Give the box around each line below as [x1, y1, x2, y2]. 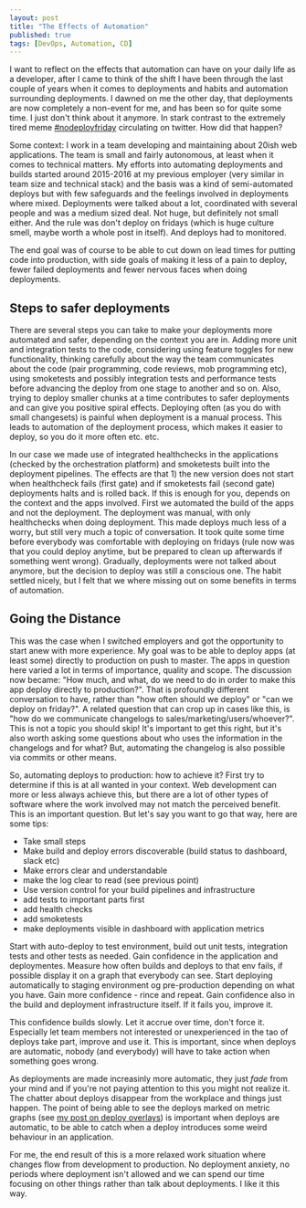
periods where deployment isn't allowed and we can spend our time [9, 1168, 265, 1179]
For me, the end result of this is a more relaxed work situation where [9, 1149, 267, 1160]
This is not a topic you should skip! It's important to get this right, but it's [9, 722, 282, 733]
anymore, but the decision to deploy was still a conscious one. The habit [9, 565, 281, 576]
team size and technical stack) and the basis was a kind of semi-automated [9, 179, 294, 190]
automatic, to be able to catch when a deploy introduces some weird [9, 1121, 268, 1132]
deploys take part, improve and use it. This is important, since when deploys [9, 1035, 297, 1046]
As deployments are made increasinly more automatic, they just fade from [9, 1073, 288, 1084]
